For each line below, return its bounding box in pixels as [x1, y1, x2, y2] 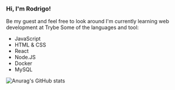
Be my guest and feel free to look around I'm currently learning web [6, 18, 170, 25]
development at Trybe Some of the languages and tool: [6, 24, 139, 31]
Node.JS [14, 54, 36, 61]
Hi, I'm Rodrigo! [6, 5, 52, 13]
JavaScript [14, 35, 41, 42]
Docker [14, 60, 33, 67]
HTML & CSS [14, 41, 46, 48]
